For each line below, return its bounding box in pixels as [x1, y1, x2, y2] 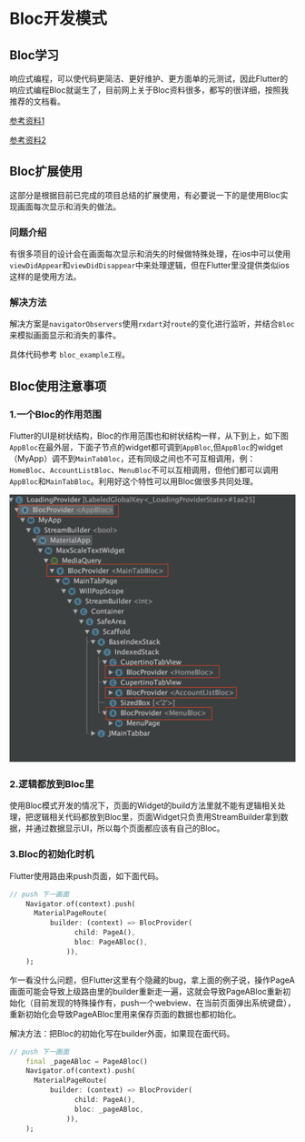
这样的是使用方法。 [9, 271, 82, 282]
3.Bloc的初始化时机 [9, 848, 94, 861]
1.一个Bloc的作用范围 [9, 408, 102, 420]
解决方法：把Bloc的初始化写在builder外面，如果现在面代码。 [9, 1027, 235, 1038]
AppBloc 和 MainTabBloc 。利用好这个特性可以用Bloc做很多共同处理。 [9, 476, 259, 487]
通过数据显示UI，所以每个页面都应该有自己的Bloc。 [33, 823, 225, 834]
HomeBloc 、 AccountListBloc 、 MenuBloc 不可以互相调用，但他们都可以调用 [9, 465, 279, 476]
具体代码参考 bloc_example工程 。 [9, 349, 130, 360]
